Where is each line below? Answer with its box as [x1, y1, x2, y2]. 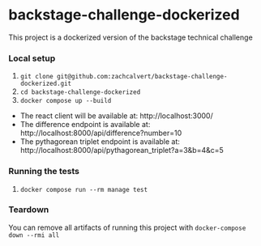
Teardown [8, 204, 49, 215]
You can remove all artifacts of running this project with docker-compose [8, 223, 246, 232]
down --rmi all [8, 231, 60, 240]
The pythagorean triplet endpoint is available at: [19, 137, 181, 146]
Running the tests [8, 166, 79, 177]
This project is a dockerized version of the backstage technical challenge [8, 32, 253, 42]
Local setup [8, 53, 56, 64]
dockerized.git [19, 79, 72, 88]
